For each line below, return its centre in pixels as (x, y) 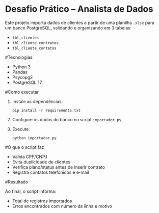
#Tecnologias (19, 57)
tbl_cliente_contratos (35, 43)
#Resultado (17, 182)
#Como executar (22, 92)
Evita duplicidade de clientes (41, 162)
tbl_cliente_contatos (34, 48)
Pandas (20, 72)
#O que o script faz (25, 147)
